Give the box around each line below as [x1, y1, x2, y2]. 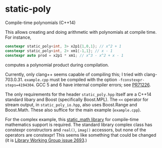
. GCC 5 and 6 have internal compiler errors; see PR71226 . [33, 82, 151, 88]
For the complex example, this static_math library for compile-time [5, 116, 139, 122]
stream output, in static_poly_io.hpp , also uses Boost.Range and [5, 101, 138, 107]
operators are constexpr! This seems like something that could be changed [5, 132, 157, 138]
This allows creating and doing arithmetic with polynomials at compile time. [5, 29, 157, 35]
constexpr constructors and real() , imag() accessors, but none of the [5, 126, 146, 133]
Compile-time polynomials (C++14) [5, 20, 76, 25]
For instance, [5, 34, 32, 40]
